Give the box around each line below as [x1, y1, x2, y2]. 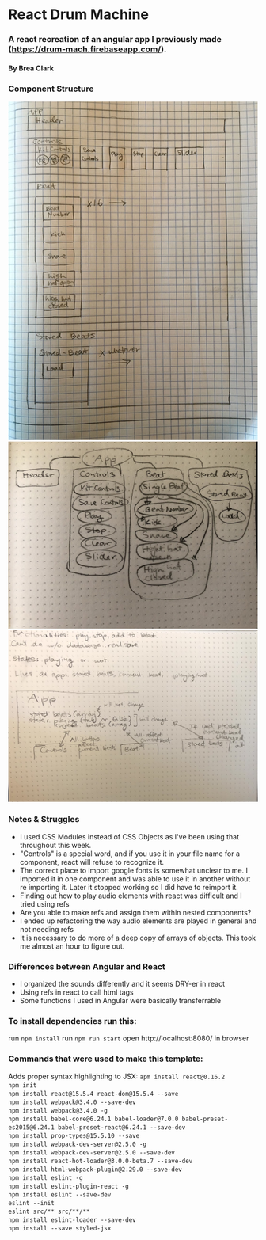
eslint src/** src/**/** [8, 1208, 90, 1215]
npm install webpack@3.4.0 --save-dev [8, 1098, 136, 1106]
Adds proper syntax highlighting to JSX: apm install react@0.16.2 [8, 1071, 226, 1081]
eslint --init [8, 1199, 55, 1207]
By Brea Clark [8, 63, 54, 73]
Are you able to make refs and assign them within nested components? [19, 907, 252, 917]
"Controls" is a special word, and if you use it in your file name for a [19, 849, 240, 858]
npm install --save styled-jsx [8, 1224, 112, 1232]
